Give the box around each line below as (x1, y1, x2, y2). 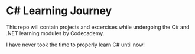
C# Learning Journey (6, 4, 112, 18)
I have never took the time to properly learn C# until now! (6, 41, 145, 48)
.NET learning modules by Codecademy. (6, 29, 105, 36)
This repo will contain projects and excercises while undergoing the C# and (6, 23, 190, 31)
